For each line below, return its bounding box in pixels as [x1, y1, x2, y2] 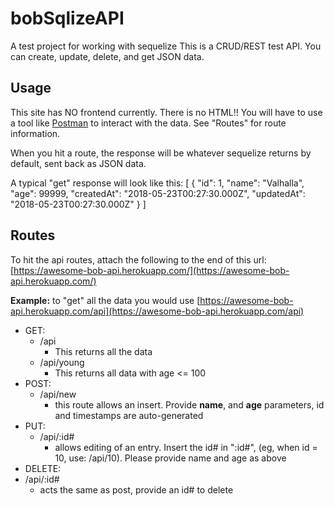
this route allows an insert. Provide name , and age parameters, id [54, 398, 325, 411]
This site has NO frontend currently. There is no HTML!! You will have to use [10, 106, 323, 118]
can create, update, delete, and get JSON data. [10, 50, 205, 62]
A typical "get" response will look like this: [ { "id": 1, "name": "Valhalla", [10, 177, 305, 189]
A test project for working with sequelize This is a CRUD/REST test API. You [10, 40, 322, 52]
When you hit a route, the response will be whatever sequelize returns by [10, 147, 312, 159]
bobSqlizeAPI [10, 7, 125, 30]
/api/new [39, 388, 77, 400]
